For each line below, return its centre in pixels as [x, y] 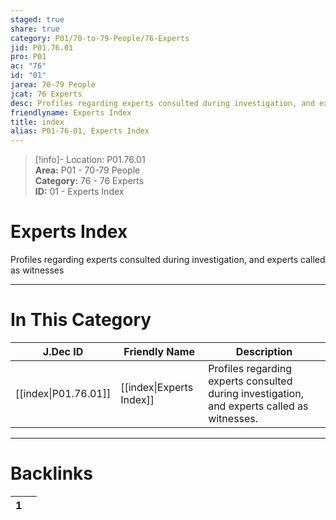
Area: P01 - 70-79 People [87, 170]
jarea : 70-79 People [53, 85]
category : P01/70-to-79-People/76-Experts [100, 38]
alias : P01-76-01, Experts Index [80, 131]
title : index [37, 122]
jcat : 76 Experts [46, 94]
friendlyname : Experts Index [71, 112]
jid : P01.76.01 [42, 47]
